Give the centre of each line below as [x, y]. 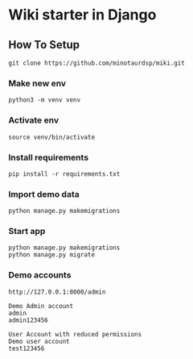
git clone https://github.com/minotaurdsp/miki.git [96, 63]
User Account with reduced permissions [75, 334]
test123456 [27, 349]
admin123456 [28, 320]
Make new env [37, 83]
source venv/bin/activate [51, 137]
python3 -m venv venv [45, 100]
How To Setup [44, 45]
